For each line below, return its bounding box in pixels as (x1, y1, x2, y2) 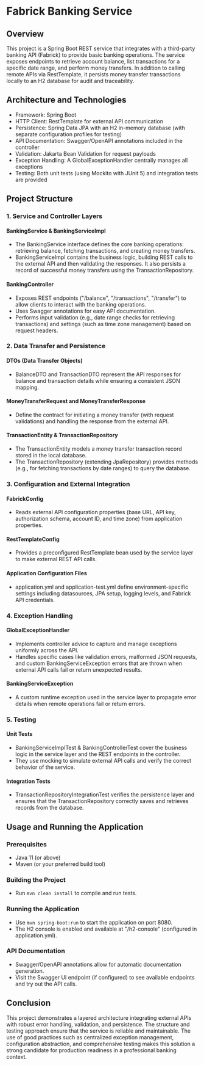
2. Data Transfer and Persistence (6, 342, 106, 351)
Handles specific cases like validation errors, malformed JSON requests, (15, 653, 197, 660)
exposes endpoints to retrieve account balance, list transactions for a (6, 58, 180, 65)
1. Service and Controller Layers (6, 212, 102, 220)
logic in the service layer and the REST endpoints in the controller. (15, 751, 181, 758)
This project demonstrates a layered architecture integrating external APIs (6, 1014, 192, 1021)
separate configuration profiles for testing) (15, 130, 122, 138)
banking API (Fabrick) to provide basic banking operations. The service (6, 51, 185, 59)
